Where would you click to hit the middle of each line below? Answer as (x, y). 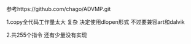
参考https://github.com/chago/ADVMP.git (59, 9)
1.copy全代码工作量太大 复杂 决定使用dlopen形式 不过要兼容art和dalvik (96, 22)
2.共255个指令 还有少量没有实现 (47, 35)
